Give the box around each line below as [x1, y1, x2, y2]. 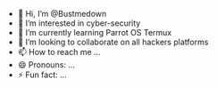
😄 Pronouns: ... [17, 59, 76, 70]
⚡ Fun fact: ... [17, 69, 67, 80]
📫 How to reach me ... [17, 47, 101, 57]
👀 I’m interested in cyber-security [17, 18, 141, 28]
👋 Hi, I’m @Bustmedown [17, 9, 107, 19]
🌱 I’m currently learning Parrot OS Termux [17, 28, 172, 37]
